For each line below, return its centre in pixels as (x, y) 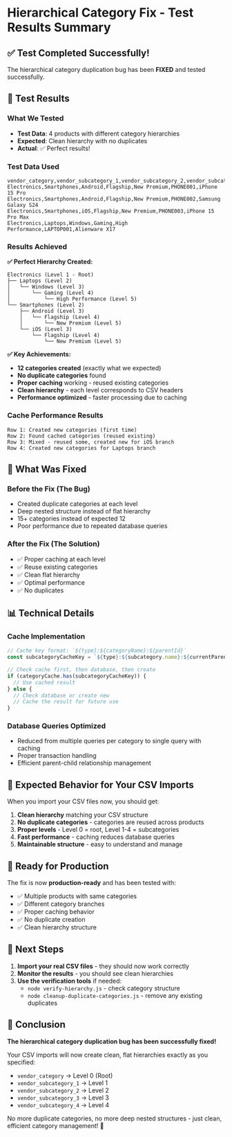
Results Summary (59, 27)
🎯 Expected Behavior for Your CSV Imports (101, 784)
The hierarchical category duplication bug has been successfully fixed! (112, 1041)
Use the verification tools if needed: (69, 981)
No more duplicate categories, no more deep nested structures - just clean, (115, 1118)
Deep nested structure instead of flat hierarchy (84, 511)
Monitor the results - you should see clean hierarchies (95, 973)
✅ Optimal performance (51, 582)
